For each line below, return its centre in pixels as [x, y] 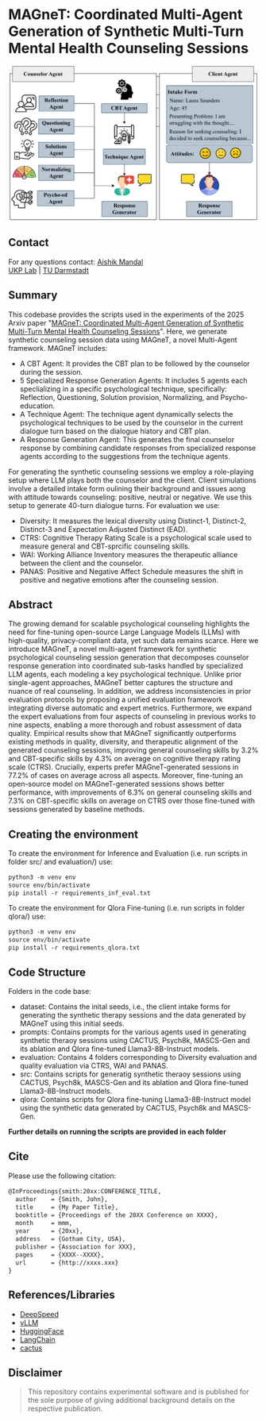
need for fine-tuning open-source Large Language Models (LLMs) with [124, 632]
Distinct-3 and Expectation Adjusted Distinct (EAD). [104, 529]
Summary [33, 295]
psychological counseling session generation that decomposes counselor [129, 657]
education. [37, 406]
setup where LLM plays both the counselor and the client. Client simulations [132, 480]
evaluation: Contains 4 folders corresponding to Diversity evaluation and [138, 1057]
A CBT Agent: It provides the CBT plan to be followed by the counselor [135, 364]
